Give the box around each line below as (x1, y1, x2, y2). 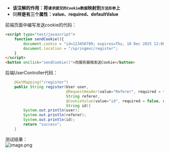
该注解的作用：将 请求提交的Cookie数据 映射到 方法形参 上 (12, 5, 121, 11)
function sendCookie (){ (14, 36, 64, 42)
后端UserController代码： (5, 70, 58, 76)
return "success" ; (23, 122, 62, 127)
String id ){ (66, 103, 92, 108)
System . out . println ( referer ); (23, 113, 87, 118)
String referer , (66, 94, 100, 99)
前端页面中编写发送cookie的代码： (5, 22, 77, 28)
